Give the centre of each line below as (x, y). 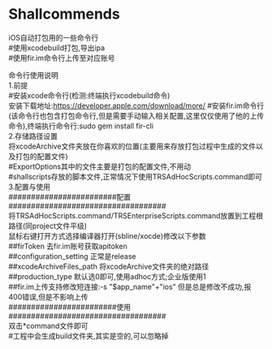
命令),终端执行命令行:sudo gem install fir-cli (81, 126)
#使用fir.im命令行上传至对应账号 (62, 58)
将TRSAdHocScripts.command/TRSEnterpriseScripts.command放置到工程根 (136, 215)
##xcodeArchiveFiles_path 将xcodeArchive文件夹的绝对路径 (109, 266)
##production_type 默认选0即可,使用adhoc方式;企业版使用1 (107, 276)
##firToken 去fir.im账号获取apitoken (68, 246)
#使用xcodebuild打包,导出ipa (57, 47)
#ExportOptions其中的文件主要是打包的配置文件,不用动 (100, 166)
